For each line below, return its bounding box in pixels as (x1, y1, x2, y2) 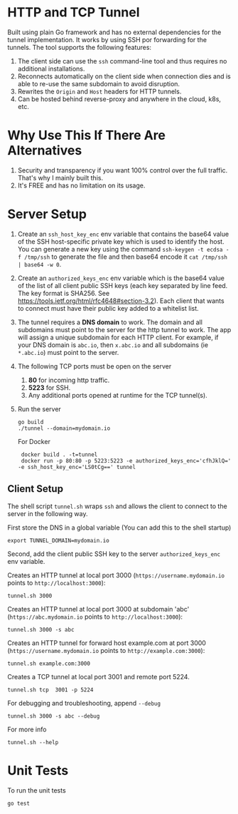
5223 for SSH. (28, 383, 71, 392)
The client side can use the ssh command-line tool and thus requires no (17, 56, 227, 65)
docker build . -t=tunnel (21, 450, 98, 458)
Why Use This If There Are (7, 128, 166, 143)
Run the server (17, 404, 62, 413)
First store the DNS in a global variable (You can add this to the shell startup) (7, 523, 232, 532)
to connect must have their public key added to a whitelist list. (17, 304, 199, 312)
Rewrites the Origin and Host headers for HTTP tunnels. (17, 87, 182, 96)
